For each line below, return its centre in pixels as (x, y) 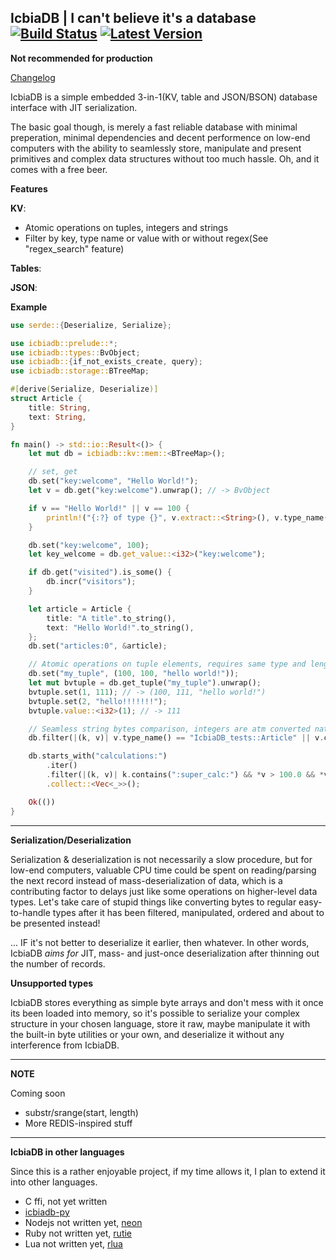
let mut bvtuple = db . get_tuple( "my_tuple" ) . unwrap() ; (145, 683)
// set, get (53, 472)
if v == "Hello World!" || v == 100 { (109, 508)
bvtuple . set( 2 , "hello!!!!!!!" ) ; (98, 701)
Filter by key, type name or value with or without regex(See (146, 238)
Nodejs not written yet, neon (83, 1222)
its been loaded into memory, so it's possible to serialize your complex (155, 1013)
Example (29, 307)
